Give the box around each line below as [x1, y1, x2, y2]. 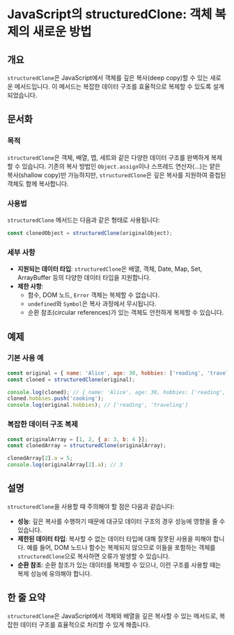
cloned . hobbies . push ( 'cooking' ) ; [7, 395, 104, 402]
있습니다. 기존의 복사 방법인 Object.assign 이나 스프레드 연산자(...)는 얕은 [22, 162, 221, 170]
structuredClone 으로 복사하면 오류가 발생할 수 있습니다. [17, 552, 171, 560]
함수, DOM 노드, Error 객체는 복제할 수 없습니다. [27, 291, 160, 299]
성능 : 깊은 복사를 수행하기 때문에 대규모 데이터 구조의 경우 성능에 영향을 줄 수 [17, 517, 226, 525]
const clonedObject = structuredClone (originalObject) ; [7, 230, 173, 237]
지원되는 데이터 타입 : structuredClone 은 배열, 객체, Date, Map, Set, [17, 264, 203, 273]
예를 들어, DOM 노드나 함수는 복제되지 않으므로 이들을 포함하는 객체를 [26, 543, 216, 551]
